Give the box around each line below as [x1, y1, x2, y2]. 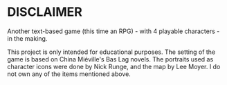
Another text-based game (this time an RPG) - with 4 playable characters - [7, 27, 220, 35]
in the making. [7, 34, 48, 42]
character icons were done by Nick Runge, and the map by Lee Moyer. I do [7, 62, 221, 70]
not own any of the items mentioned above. [7, 70, 131, 78]
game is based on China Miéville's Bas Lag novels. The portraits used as [7, 55, 214, 63]
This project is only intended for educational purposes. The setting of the [7, 48, 216, 56]
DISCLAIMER [7, 4, 83, 20]
